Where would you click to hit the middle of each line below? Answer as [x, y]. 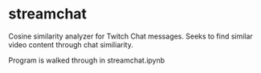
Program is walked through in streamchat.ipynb [87, 60]
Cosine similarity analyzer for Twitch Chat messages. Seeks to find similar [130, 36]
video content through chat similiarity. [71, 44]
